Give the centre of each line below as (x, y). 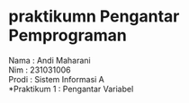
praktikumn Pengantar (94, 17)
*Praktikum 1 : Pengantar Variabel (71, 89)
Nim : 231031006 (40, 70)
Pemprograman (67, 35)
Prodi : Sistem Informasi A (57, 79)
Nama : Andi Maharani (49, 60)
